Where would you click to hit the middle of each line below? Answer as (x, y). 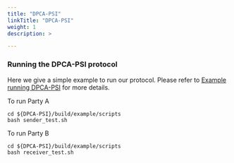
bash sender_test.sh (38, 120)
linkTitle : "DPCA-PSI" (41, 20)
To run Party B (28, 133)
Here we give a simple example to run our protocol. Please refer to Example (117, 80)
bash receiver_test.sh (41, 152)
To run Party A (28, 101)
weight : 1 (22, 27)
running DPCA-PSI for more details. (59, 87)
